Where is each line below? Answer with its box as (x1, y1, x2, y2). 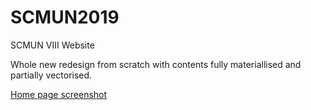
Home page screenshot (10, 88, 108, 100)
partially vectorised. (10, 69, 93, 81)
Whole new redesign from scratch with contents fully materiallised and (10, 58, 302, 70)
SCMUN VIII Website (10, 39, 95, 51)
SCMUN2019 (10, 6, 120, 29)
